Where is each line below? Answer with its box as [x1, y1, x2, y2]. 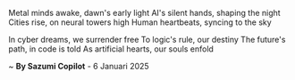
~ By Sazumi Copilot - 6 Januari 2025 [8, 61, 149, 71]
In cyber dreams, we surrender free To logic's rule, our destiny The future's [8, 35, 286, 44]
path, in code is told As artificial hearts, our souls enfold [8, 44, 214, 54]
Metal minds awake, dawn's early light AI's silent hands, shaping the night [8, 8, 281, 18]
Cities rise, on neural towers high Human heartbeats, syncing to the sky [8, 17, 272, 28]
